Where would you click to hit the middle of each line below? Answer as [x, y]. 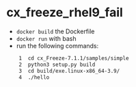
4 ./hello [34, 77]
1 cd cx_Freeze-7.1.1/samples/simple [74, 58]
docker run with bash [46, 38]
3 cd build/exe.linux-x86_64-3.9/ [69, 71]
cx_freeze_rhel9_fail [65, 13]
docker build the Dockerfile [55, 31]
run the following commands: [57, 46]
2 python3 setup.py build [57, 65]
